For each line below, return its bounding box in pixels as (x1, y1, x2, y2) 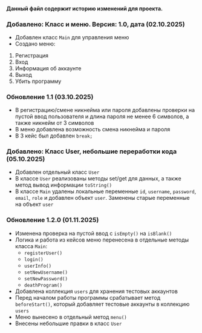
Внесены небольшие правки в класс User (15, 320, 122, 327)
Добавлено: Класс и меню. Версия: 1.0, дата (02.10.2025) (6, 20, 186, 28)
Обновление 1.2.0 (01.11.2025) (6, 216, 99, 224)
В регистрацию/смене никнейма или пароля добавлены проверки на (15, 107, 195, 114)
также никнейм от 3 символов (15, 119, 94, 127)
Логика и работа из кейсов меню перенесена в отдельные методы (15, 236, 189, 243)
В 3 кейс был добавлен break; (15, 132, 93, 139)
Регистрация (15, 51, 49, 59)
